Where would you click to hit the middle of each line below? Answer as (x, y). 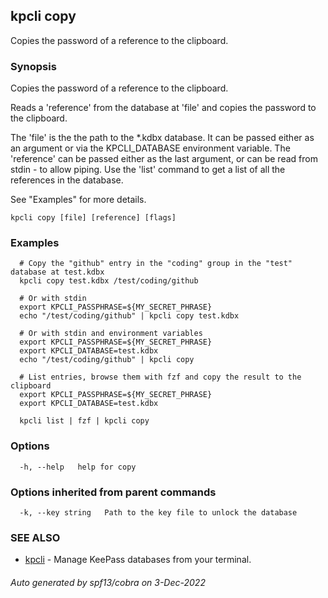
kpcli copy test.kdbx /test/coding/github (109, 281)
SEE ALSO (35, 537)
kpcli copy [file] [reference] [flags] (93, 218)
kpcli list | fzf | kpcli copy (84, 421)
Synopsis (33, 66)
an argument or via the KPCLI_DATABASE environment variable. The (150, 148)
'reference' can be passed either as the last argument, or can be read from (164, 159)
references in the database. (67, 180)
